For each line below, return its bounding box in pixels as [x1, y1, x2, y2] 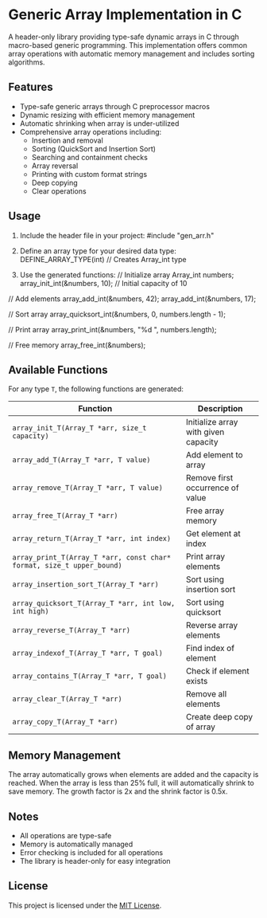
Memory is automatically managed [19, 839, 133, 849]
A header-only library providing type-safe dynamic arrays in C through [8, 32, 240, 41]
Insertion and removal [31, 135, 103, 145]
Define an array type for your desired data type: [19, 245, 176, 256]
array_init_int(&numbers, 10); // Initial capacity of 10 [19, 278, 188, 288]
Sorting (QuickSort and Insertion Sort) [31, 143, 157, 153]
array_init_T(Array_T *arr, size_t [12, 424, 147, 433]
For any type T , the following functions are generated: [8, 384, 184, 394]
